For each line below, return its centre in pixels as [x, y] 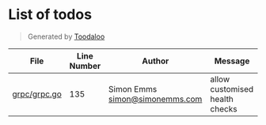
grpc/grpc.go [37, 94]
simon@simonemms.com [155, 99]
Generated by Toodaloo [66, 36]
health [222, 99]
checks [224, 108]
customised [232, 89]
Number [85, 66]
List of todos [50, 15]
